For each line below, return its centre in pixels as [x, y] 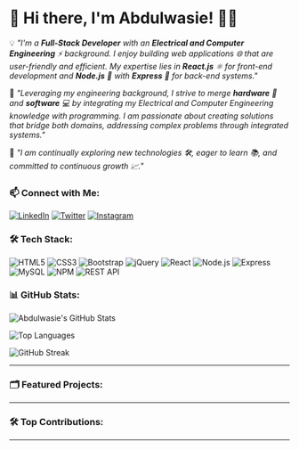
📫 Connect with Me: [55, 192]
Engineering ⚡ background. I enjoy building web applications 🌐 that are [141, 53]
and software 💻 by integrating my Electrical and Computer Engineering [141, 102]
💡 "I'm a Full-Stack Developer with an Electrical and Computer [127, 43]
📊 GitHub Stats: [44, 295]
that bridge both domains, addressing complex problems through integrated [149, 125]
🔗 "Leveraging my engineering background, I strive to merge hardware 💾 [143, 93]
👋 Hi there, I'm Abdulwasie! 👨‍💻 [124, 18]
